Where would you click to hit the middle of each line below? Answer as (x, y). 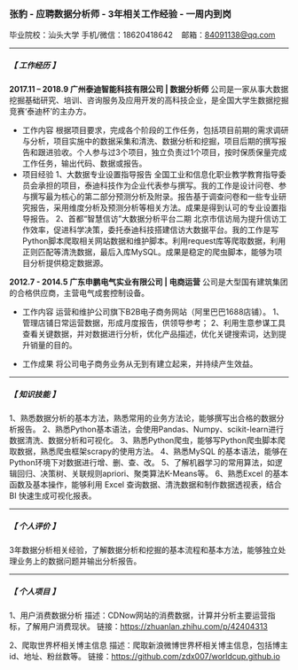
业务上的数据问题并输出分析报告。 (79, 561)
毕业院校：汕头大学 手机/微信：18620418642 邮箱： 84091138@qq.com (142, 35)
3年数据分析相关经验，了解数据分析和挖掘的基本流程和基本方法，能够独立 (144, 550)
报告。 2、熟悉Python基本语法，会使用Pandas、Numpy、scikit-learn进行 (150, 429)
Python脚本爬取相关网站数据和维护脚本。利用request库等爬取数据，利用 (154, 241)
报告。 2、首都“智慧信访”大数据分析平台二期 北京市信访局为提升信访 (154, 219)
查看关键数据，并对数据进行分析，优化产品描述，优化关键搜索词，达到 (150, 334)
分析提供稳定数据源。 (69, 263)
